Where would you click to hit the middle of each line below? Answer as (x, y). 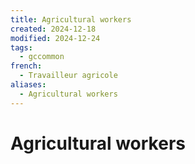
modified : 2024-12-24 (55, 38)
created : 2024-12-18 (53, 29)
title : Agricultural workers (71, 19)
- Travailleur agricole (68, 76)
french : (26, 66)
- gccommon (42, 57)
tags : (21, 47)
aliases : (28, 85)
